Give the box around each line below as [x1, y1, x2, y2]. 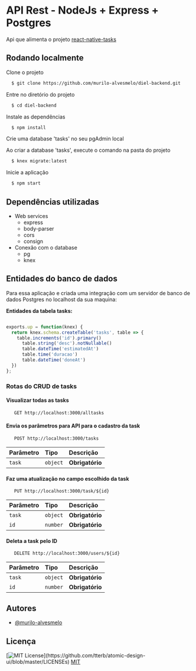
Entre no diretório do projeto [6, 91, 75, 98]
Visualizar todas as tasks [6, 397, 69, 404]
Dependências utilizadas [6, 197, 99, 207]
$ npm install [11, 124, 46, 130]
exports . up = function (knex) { [6, 324, 83, 330]
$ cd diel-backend [11, 102, 57, 108]
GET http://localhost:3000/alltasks [14, 410, 104, 416]
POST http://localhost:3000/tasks [14, 435, 99, 442]
